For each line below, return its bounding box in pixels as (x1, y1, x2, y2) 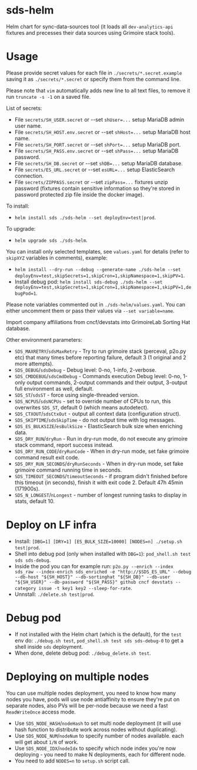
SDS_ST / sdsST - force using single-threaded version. (14, 391, 139, 398)
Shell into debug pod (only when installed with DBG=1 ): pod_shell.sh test (14, 550, 191, 557)
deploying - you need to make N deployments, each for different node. (14, 751, 186, 758)
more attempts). (14, 360, 54, 367)
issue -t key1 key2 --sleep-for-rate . (38, 584, 132, 591)
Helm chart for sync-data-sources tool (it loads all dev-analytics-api (6, 23, 173, 30)
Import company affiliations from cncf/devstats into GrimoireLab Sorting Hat (6, 318, 191, 325)
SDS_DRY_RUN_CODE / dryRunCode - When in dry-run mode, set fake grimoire (14, 448, 189, 455)
